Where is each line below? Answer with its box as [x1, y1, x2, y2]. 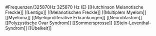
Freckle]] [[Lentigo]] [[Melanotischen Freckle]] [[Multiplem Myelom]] [5, 9, 146, 15]
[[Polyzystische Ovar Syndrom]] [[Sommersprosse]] [5, 20, 112, 26]
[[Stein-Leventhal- [113, 20, 151, 26]
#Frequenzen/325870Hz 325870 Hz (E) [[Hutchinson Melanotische [5, 4, 144, 10]
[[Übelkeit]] [28, 25, 52, 31]
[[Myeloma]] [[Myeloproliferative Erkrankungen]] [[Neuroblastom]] [5, 15, 142, 20]
